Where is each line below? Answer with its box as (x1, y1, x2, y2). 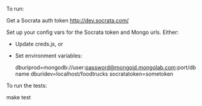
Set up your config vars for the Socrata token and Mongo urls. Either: (6, 28, 179, 36)
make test (6, 94, 32, 101)
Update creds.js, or (15, 41, 64, 47)
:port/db (175, 64, 196, 71)
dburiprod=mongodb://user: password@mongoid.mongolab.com (15, 64, 176, 71)
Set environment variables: (15, 52, 82, 59)
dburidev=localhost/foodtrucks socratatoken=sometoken (30, 70, 174, 78)
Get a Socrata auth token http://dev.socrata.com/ (6, 17, 129, 24)
